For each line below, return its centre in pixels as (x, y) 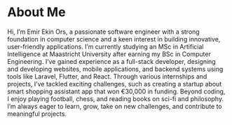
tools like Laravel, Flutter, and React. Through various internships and (107, 76)
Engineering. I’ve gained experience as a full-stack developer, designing (111, 61)
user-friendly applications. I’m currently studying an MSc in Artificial (105, 46)
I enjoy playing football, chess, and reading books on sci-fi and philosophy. (116, 98)
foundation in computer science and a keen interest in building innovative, (114, 39)
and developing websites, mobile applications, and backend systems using (115, 69)
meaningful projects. (37, 114)
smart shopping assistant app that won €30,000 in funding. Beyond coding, (116, 91)
